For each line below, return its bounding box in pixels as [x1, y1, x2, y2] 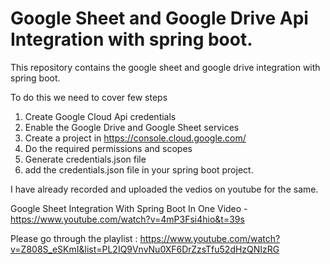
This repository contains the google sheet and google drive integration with [10, 61, 321, 73]
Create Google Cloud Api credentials [24, 110, 177, 122]
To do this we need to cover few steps [10, 91, 168, 103]
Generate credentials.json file [24, 153, 147, 165]
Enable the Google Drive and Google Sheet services [24, 121, 240, 133]
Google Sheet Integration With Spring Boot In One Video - [10, 202, 248, 214]
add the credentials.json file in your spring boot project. [24, 163, 254, 176]
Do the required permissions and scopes [24, 142, 193, 154]
